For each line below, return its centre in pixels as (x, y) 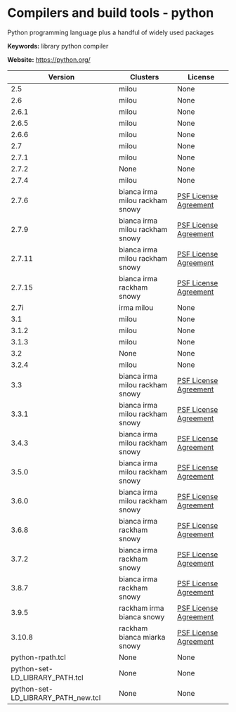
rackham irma (142, 608)
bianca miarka (142, 637)
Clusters (144, 77)
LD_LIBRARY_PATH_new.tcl (56, 697)
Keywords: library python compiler (58, 46)
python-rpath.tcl (39, 657)
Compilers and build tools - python (111, 13)
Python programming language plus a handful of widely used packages (111, 32)
